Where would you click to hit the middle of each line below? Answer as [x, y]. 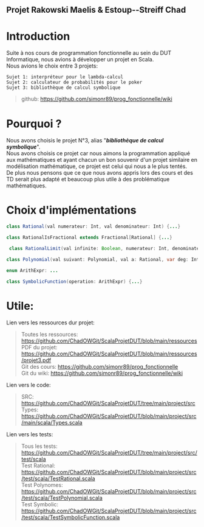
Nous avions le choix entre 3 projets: [52, 66]
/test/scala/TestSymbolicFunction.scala [70, 517]
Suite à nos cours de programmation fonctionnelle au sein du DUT [89, 53]
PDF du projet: [39, 347]
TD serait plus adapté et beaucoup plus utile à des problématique [88, 180]
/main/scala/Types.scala [52, 423]
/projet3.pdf [36, 360]
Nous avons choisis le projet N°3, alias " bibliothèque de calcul [85, 141]
